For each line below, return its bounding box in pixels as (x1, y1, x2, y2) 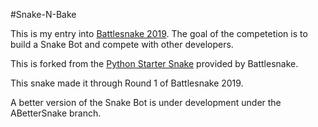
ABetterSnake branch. (10, 107, 102, 119)
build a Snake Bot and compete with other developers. (10, 39, 234, 50)
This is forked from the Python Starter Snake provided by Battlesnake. (10, 58, 299, 69)
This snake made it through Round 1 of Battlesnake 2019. (10, 77, 244, 89)
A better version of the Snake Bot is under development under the (10, 97, 282, 108)
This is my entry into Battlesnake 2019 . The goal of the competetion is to (10, 28, 308, 39)
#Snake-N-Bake (10, 9, 77, 20)
